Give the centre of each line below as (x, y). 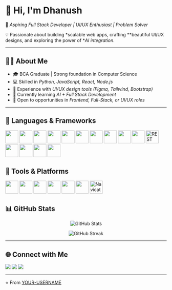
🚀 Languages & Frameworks (51, 121)
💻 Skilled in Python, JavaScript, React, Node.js (63, 81)
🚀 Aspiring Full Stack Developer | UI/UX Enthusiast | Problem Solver (77, 25)
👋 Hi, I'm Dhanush (44, 11)
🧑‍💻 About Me (27, 61)
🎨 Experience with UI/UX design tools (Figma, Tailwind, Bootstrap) (83, 89)
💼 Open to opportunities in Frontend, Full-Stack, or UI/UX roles (79, 100)
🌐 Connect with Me (37, 254)
